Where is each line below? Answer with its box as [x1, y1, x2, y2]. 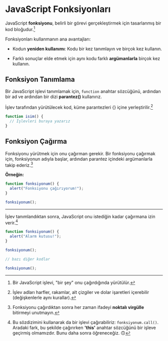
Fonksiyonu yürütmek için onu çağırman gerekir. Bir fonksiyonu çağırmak [5, 150, 156, 156]
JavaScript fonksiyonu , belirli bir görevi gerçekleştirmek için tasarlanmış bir [5, 20, 161, 26]
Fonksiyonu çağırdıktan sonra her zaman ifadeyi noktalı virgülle [12, 304, 144, 310]
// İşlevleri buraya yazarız [9, 119, 70, 124]
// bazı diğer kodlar [5, 256, 50, 261]
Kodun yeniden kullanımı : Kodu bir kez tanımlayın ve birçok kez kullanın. [12, 46, 162, 52]
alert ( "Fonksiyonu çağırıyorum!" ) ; [9, 186, 84, 191]
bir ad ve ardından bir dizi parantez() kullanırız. [5, 94, 102, 100]
